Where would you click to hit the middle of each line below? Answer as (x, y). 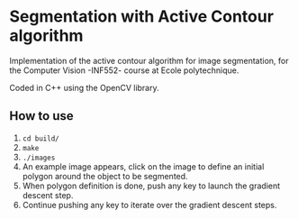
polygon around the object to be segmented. (105, 176)
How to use (41, 116)
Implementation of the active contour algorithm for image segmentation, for (149, 60)
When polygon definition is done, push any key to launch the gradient (151, 186)
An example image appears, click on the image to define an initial (143, 166)
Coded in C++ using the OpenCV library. (84, 87)
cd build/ (41, 138)
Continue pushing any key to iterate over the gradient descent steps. (149, 205)
